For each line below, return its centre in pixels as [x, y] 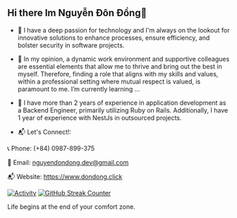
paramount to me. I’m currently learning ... [79, 88]
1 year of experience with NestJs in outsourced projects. [99, 117]
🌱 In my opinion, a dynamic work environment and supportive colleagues [123, 59]
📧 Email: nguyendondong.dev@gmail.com [68, 162]
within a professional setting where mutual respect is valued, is [109, 81]
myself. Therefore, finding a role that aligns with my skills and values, [118, 74]
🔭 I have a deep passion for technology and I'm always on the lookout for [123, 30]
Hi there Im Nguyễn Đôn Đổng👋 [77, 13]
